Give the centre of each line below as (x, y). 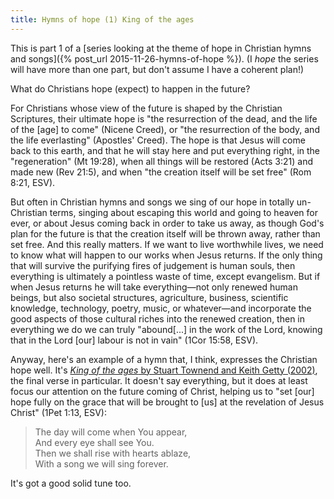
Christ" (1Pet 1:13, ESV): (58, 412)
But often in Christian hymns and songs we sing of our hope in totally (152, 202)
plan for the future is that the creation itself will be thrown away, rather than (165, 233)
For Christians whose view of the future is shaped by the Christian (146, 108)
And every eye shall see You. (94, 442)
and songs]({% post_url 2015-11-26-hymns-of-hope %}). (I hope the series (164, 58)
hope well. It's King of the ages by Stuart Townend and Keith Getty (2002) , (164, 370)
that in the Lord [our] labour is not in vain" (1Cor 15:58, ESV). (134, 340)
